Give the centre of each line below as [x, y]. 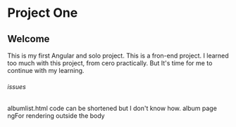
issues [17, 86]
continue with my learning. [46, 71]
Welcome [29, 39]
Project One [43, 13]
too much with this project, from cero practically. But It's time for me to [110, 63]
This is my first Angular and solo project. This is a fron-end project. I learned [118, 55]
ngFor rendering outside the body [56, 116]
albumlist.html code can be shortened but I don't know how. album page [112, 108]
